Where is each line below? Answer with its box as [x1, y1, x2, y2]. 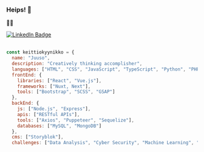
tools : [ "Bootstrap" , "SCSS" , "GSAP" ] [17, 89, 115, 95]
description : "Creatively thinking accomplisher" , [12, 61, 143, 67]
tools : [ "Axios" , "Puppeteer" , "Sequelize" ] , [17, 117, 135, 123]
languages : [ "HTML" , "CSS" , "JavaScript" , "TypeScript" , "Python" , [12, 66, 186, 72]
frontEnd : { [12, 72, 42, 78]
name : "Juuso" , [12, 55, 50, 61]
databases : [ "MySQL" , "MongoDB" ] [17, 123, 102, 129]
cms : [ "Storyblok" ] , [12, 134, 64, 140]
